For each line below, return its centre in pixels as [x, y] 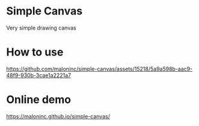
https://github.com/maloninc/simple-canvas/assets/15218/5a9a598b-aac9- [99, 69]
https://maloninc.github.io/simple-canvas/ [58, 116]
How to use [35, 52]
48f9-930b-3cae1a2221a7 [39, 75]
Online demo [38, 100]
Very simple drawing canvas [41, 28]
